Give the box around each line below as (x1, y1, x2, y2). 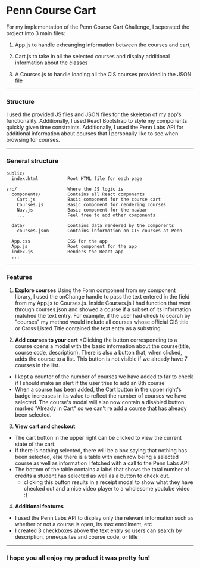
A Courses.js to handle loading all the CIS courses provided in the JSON (14, 70, 192, 77)
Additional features (14, 502, 64, 510)
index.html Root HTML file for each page (11, 175, 143, 182)
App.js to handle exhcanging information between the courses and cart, (14, 41, 192, 48)
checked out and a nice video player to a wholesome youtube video (23, 485, 190, 492)
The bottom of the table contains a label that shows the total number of (14, 465, 189, 473)
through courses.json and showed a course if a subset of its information (14, 305, 192, 313)
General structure (6, 157, 59, 165)
